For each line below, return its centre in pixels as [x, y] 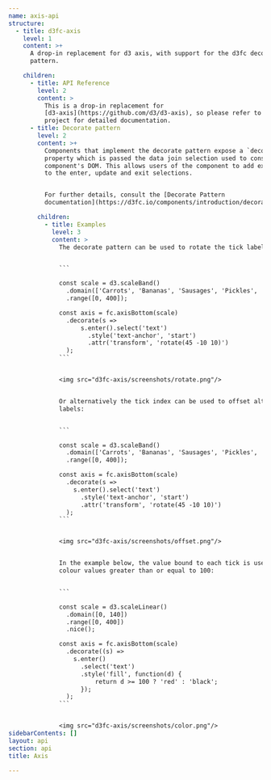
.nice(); [80, 630]
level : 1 [38, 38]
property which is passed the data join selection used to [146, 158]
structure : [27, 23]
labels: [72, 409]
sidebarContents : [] [43, 733]
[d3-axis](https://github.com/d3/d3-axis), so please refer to [153, 113]
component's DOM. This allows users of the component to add [149, 166]
